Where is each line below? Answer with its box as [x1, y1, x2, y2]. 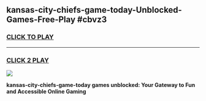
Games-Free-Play [6, 15, 75, 25]
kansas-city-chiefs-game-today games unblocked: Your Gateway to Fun [6, 81, 196, 88]
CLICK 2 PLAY [6, 56, 49, 64]
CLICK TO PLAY [6, 33, 54, 42]
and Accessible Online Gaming [6, 88, 86, 95]
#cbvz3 [77, 15, 107, 25]
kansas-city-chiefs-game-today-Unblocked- [6, 5, 182, 15]
